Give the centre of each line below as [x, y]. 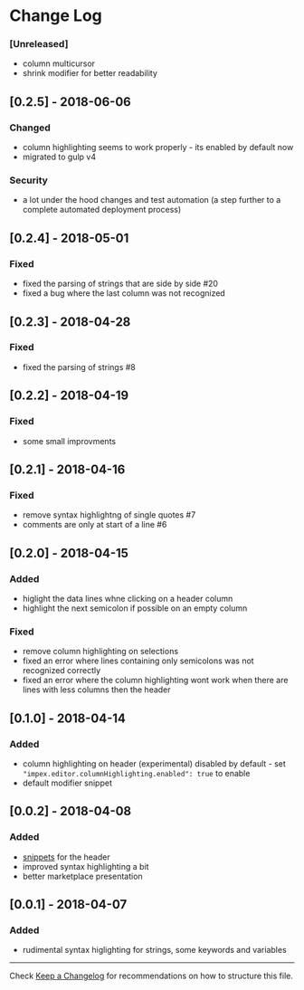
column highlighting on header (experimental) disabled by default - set [154, 763]
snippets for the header [66, 857]
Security [28, 180]
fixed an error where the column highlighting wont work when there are [155, 681]
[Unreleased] [39, 44]
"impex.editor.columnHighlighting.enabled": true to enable [136, 773]
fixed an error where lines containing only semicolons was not [138, 661]
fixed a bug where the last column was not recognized [124, 293]
